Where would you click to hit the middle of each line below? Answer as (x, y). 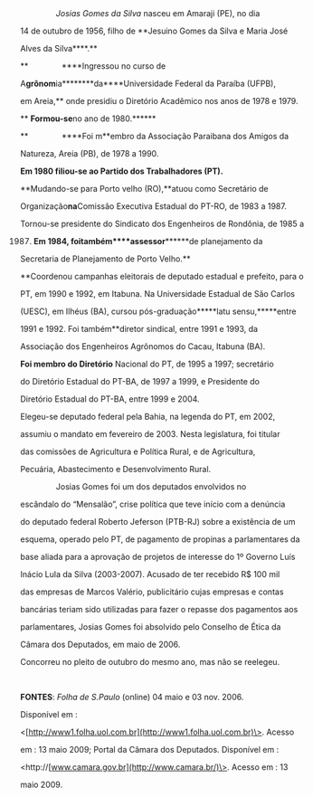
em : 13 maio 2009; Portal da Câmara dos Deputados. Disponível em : (150, 750)
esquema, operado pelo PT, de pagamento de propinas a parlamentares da (160, 539)
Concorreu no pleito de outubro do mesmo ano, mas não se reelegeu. (150, 662)
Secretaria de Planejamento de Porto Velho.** (105, 259)
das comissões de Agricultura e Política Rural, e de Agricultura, (138, 451)
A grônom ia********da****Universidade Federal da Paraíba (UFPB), (148, 83)
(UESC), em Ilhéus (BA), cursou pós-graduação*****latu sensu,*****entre (158, 311)
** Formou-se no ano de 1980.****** (88, 119)
